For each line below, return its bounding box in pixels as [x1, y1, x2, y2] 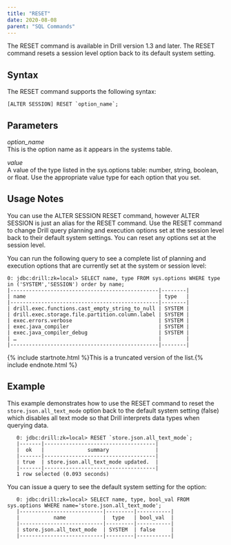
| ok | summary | [16, 446, 159, 453]
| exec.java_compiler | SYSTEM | [7, 323, 190, 330]
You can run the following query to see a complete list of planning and [7, 254, 207, 262]
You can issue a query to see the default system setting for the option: [7, 482, 207, 490]
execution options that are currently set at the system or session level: [7, 261, 207, 270]
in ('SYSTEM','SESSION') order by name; [7, 281, 125, 288]
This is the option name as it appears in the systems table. [7, 146, 172, 153]
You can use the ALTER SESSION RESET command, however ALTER [7, 211, 200, 219]
